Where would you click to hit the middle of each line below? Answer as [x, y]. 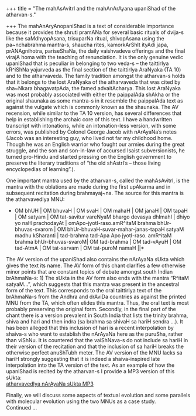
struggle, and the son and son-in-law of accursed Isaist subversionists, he [96, 151]
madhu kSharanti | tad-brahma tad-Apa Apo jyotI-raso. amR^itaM [93, 236]
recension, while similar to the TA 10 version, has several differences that [94, 113]
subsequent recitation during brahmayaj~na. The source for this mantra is [95, 193]
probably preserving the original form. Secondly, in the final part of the [91, 309]
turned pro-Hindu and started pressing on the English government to [89, 157]
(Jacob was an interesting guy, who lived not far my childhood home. [89, 138]
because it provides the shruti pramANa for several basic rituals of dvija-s [95, 32]
